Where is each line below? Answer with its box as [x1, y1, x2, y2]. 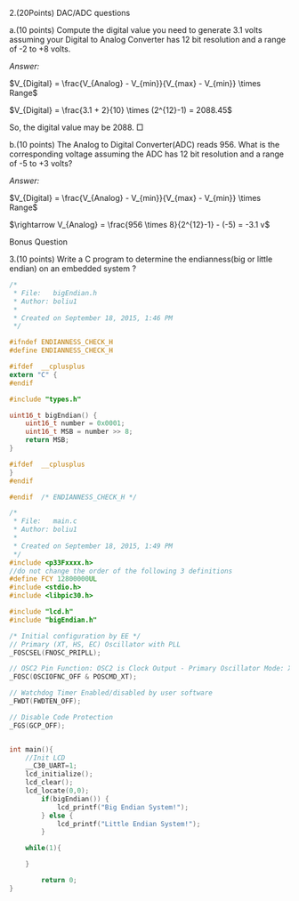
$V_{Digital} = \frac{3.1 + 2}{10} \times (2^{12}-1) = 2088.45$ [9, 105, 233, 115]
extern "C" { [9, 370, 58, 379]
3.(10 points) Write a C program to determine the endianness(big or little [9, 253, 273, 264]
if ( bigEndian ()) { [41, 794, 109, 803]
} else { [41, 811, 74, 820]
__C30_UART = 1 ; [25, 761, 77, 770]
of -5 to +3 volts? [9, 158, 73, 168]
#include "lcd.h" [9, 607, 74, 616]
